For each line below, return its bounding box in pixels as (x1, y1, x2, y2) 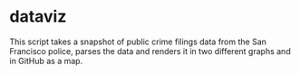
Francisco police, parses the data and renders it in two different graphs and (9, 45, 292, 56)
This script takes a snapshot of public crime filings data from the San (9, 36, 267, 47)
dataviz (9, 6, 67, 27)
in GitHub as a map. (9, 55, 83, 66)
